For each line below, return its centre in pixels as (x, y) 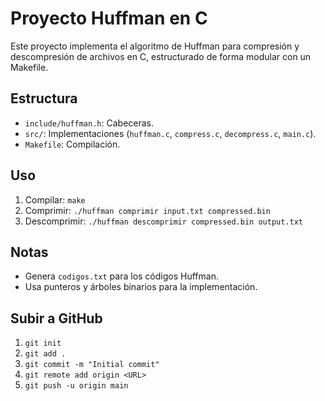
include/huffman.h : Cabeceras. (89, 123)
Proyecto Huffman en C (109, 18)
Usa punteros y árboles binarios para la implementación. (141, 287)
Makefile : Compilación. (72, 144)
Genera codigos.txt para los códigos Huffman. (121, 276)
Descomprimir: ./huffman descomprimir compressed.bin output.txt (163, 221)
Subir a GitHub (56, 318)
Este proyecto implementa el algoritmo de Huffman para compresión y (155, 46)
